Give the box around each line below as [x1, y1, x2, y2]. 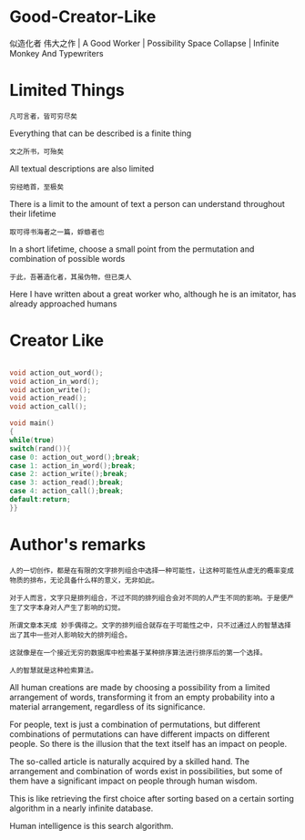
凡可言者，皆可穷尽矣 [9, 111, 77, 120]
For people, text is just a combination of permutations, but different [9, 719, 261, 730]
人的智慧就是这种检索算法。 [9, 666, 98, 675]
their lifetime [9, 208, 56, 219]
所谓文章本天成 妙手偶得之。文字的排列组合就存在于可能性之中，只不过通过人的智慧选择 [9, 620, 291, 630]
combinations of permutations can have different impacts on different [9, 728, 270, 740]
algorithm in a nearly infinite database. [9, 803, 154, 814]
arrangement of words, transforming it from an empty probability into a [9, 691, 276, 702]
